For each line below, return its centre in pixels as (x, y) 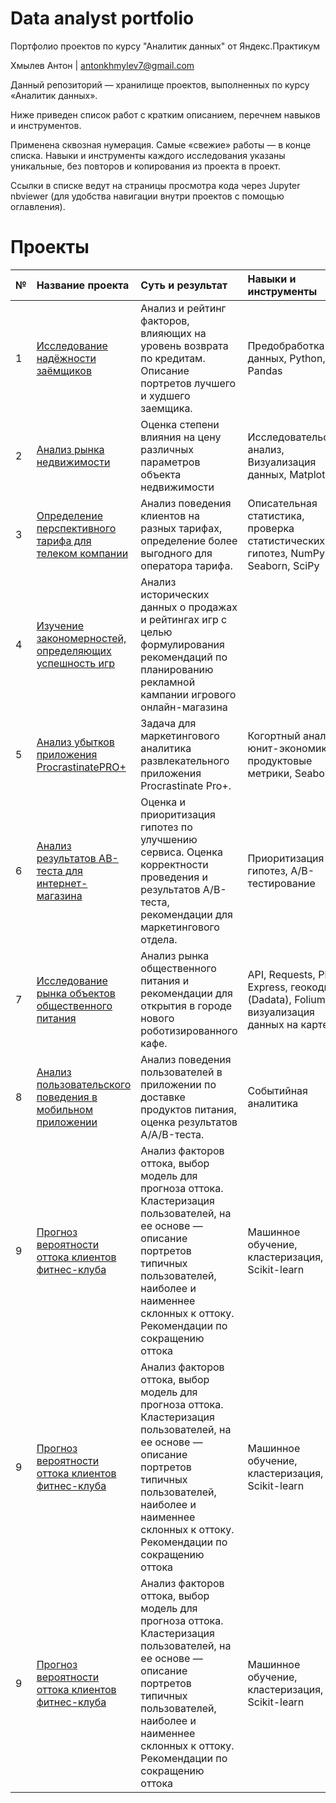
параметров (170, 462)
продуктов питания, (188, 1109)
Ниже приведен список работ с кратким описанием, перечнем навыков (165, 114)
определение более (189, 540)
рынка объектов (76, 993)
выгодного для (176, 553)
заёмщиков (64, 370)
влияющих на (173, 333)
